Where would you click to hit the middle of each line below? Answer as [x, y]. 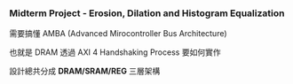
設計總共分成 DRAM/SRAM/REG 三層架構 [85, 71]
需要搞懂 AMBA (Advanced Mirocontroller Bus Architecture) [119, 34]
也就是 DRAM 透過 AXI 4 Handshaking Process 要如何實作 [115, 52]
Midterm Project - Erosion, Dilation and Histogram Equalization [147, 13]
